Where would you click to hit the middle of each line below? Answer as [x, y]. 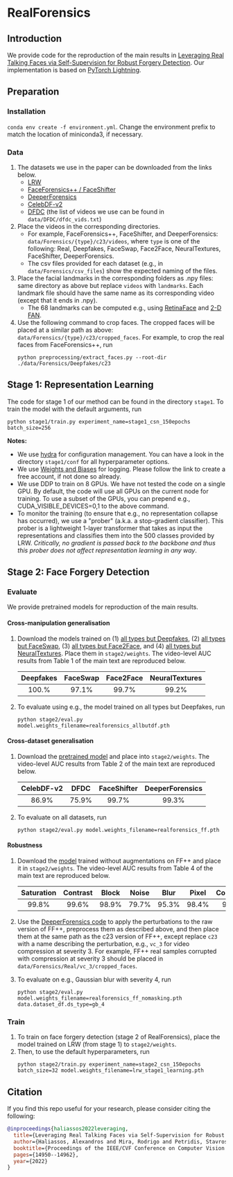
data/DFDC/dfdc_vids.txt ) [64, 219]
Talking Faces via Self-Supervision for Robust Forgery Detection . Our [106, 63]
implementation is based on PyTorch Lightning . [74, 70]
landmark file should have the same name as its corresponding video [116, 293]
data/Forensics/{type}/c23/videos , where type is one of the [114, 241]
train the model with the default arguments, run [75, 409]
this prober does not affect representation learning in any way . [107, 550]
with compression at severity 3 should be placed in [90, 959]
